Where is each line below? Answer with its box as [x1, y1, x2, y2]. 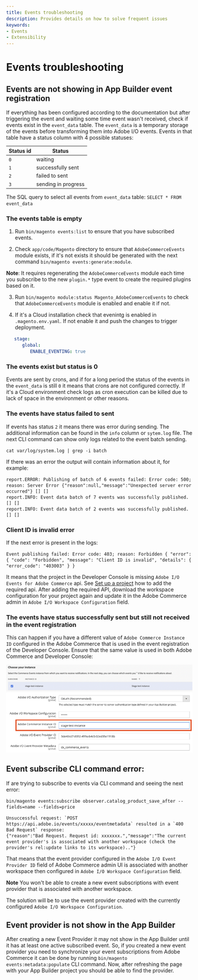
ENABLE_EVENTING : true [30, 349, 86, 354]
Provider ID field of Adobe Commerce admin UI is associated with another [6, 861, 188, 868]
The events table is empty [6, 214, 83, 223]
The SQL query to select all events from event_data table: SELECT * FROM [6, 194, 181, 201]
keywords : [6, 22, 31, 28]
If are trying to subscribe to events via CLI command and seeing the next [6, 780, 183, 787]
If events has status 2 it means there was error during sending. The [6, 423, 170, 430]
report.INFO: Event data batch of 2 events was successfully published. [6, 506, 189, 512]
